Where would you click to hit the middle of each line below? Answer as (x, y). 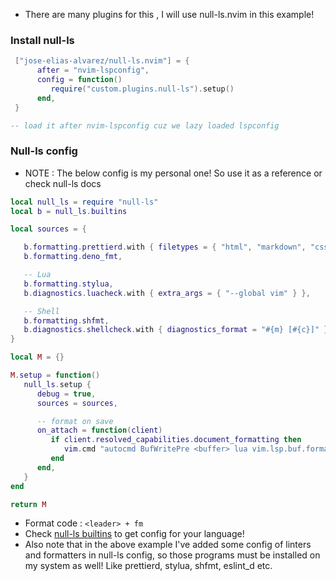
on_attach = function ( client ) (99, 430)
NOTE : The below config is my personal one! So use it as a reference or (173, 173)
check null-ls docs (63, 183)
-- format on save (75, 421)
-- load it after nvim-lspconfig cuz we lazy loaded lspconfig (145, 125)
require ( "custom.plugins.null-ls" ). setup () (142, 89)
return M (28, 504)
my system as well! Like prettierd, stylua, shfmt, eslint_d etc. (148, 566)
